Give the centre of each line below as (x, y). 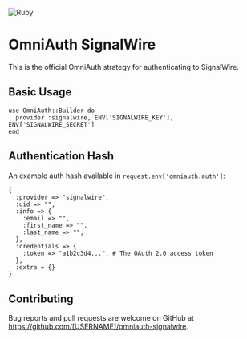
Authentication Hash (61, 156)
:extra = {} (36, 267)
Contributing (41, 299)
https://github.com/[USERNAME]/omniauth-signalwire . (99, 327)
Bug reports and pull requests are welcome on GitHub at (101, 318)
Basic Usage (40, 92)
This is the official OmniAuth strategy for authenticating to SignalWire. (123, 67)
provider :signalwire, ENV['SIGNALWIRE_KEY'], (95, 117)
